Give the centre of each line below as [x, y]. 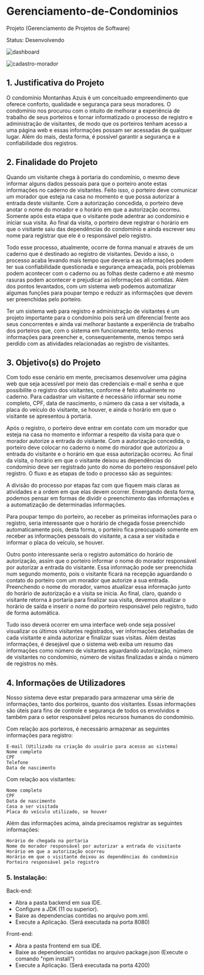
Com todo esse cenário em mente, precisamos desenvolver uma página [97, 378]
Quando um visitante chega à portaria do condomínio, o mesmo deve [93, 177]
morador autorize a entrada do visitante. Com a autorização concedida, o [98, 441]
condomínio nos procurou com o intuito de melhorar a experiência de [93, 111]
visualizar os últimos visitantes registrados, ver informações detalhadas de [100, 631]
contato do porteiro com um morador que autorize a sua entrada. [88, 580]
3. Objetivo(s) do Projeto [54, 363]
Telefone [17, 763]
